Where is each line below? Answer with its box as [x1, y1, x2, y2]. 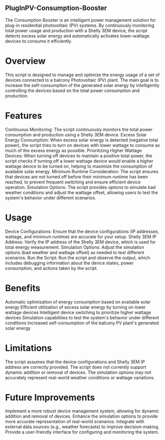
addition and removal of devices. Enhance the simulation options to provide [5, 413, 158, 419]
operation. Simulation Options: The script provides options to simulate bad [5, 184, 156, 190]
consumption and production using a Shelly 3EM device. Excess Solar [5, 132, 147, 137]
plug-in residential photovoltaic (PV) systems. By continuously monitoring [5, 22, 155, 28]
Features [5, 110, 42, 121]
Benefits [5, 282, 41, 294]
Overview [5, 55, 46, 66]
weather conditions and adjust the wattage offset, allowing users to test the [5, 189, 159, 195]
